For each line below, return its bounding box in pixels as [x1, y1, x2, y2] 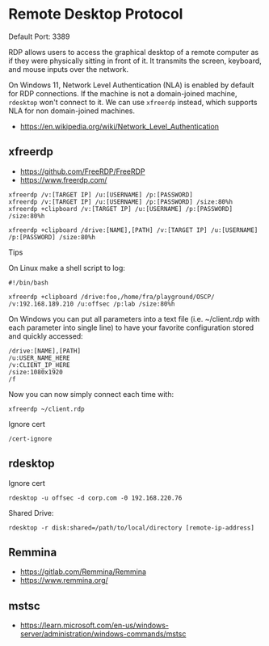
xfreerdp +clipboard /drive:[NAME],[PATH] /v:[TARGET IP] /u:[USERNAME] [8, 226, 258, 234]
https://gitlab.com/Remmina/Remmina [19, 567, 147, 576]
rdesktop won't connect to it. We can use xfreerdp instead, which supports [8, 97, 258, 107]
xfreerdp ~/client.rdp [8, 405, 85, 413]
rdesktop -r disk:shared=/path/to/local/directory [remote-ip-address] [8, 523, 254, 532]
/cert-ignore [8, 434, 53, 443]
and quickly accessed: [8, 331, 83, 340]
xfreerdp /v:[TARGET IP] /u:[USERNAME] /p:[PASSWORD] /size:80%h [8, 197, 233, 206]
